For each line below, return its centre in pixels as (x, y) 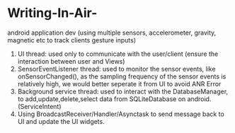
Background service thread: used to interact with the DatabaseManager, (123, 91)
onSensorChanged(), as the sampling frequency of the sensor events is (122, 76)
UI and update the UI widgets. (61, 121)
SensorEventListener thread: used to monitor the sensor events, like (116, 69)
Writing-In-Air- (52, 13)
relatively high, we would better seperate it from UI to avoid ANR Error (119, 83)
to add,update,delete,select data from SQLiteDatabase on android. (114, 99)
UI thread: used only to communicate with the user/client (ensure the (118, 54)
